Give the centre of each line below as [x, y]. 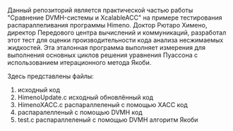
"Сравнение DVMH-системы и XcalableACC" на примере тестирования [115, 18]
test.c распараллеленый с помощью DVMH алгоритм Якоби [108, 120]
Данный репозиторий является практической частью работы [100, 10]
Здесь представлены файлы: [50, 76]
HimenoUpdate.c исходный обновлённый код [85, 97]
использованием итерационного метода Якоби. [79, 62]
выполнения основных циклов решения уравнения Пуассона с [103, 55]
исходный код [39, 90]
